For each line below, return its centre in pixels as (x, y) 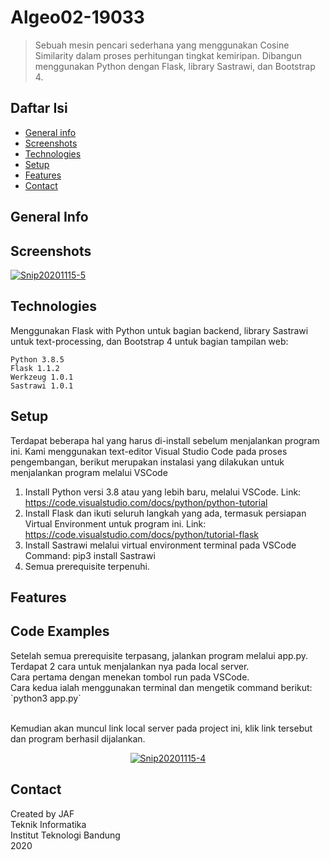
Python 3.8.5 (37, 359)
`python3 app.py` (46, 698)
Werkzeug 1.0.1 (42, 377)
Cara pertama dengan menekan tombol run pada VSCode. (130, 677)
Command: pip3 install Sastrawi (90, 555)
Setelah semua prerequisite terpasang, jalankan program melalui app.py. (159, 655)
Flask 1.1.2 (35, 368)
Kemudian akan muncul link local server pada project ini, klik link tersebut (161, 728)
